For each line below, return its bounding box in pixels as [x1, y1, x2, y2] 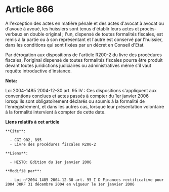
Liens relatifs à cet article [5, 119, 60, 125]
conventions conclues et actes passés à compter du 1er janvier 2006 [5, 93, 149, 99]
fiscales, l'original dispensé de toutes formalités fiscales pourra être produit [5, 57, 163, 63]
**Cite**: [5, 128, 26, 134]
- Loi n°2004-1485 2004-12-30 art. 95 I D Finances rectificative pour [10, 177, 164, 182]
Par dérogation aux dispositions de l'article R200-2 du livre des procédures [5, 52, 162, 58]
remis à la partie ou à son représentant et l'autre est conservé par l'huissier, [5, 36, 163, 43]
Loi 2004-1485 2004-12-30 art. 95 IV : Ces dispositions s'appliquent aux [5, 87, 157, 93]
